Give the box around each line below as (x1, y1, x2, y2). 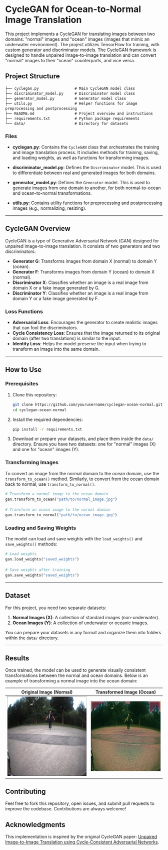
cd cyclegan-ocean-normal (12, 407, 66, 412)
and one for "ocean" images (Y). (12, 447, 79, 453)
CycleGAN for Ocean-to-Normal (5, 4, 141, 15)
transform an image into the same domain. (12, 346, 100, 352)
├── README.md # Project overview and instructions (5, 111, 153, 116)
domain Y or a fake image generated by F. (12, 295, 99, 302)
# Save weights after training (5, 568, 70, 573)
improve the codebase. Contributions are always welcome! (5, 806, 126, 812)
